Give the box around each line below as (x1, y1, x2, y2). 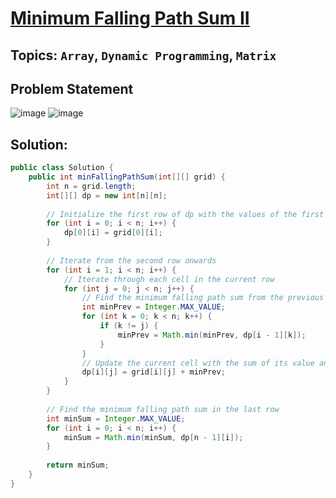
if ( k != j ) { (99, 321, 159, 331)
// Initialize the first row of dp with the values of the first (46, 209, 325, 219)
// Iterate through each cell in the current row (63, 274, 275, 284)
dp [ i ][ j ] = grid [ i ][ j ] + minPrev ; (81, 367, 226, 377)
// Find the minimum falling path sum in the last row (46, 404, 280, 414)
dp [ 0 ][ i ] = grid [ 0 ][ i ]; (63, 228, 163, 238)
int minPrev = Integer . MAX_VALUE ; (81, 302, 226, 312)
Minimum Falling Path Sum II (10, 7, 250, 30)
